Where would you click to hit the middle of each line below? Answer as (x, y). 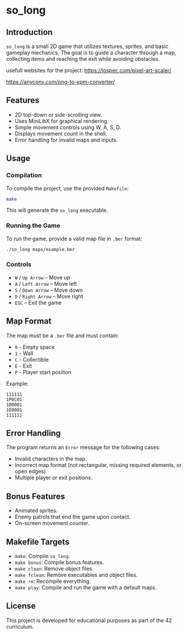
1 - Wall (24, 353)
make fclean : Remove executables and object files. (76, 575)
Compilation (24, 175)
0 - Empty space (35, 347)
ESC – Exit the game (38, 302)
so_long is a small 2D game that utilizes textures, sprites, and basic (87, 46)
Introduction (29, 32)
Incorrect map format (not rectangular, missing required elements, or (98, 465)
